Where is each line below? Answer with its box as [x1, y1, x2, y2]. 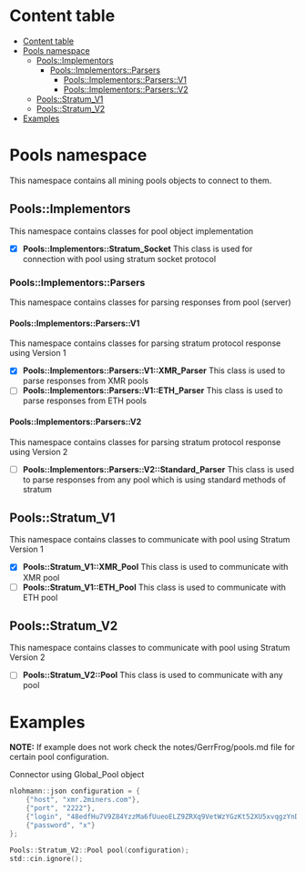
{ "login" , [25, 812, 64, 822]
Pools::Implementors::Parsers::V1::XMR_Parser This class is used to [22, 365, 285, 376]
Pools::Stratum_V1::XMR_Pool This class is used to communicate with [22, 562, 289, 573]
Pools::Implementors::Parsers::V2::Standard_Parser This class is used [22, 463, 294, 474]
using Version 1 [9, 348, 66, 359]
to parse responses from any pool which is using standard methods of [22, 474, 287, 485]
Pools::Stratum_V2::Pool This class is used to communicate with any [22, 670, 284, 681]
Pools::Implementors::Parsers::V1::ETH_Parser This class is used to [22, 385, 283, 396]
